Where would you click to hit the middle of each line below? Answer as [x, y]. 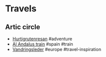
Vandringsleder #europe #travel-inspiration [57, 49]
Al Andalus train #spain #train [43, 44]
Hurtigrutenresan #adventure [42, 39]
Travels [21, 9]
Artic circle [23, 27]
